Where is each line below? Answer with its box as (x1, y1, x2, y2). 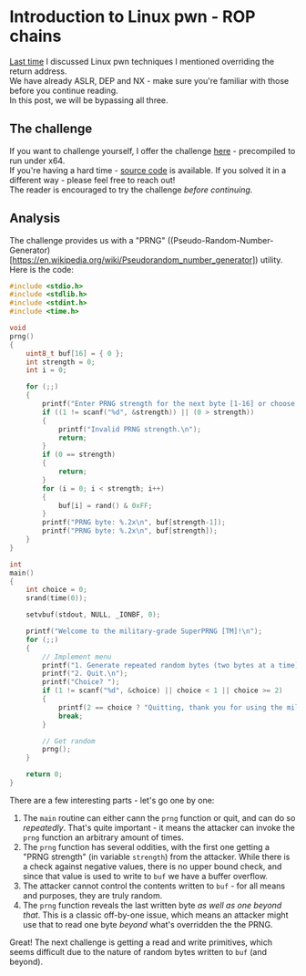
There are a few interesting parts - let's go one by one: (9, 794, 215, 805)
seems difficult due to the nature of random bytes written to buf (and (9, 946, 267, 957)
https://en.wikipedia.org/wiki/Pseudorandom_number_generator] (12, 254, 256, 265)
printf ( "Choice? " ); (42, 678, 120, 687)
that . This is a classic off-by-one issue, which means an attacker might (22, 909, 289, 920)
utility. (260, 254, 283, 265)
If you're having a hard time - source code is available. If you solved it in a (9, 164, 287, 175)
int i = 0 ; (25, 366, 67, 375)
